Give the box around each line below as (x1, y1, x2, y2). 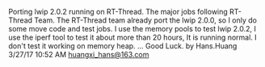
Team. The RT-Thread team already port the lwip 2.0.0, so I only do (34, 15, 257, 25)
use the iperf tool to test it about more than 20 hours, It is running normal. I (8, 32, 257, 42)
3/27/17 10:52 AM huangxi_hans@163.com (8, 50, 149, 59)
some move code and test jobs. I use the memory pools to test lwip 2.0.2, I (8, 24, 257, 33)
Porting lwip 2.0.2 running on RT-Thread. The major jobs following (8, 7, 228, 16)
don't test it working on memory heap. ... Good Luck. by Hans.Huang (8, 41, 238, 51)
